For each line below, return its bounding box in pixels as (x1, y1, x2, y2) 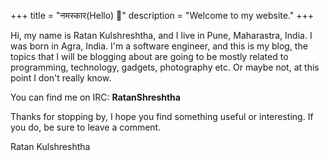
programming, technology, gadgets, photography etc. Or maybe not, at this (10, 61, 320, 73)
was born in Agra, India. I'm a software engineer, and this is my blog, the (10, 40, 308, 52)
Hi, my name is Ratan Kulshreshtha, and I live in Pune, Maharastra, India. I (10, 30, 313, 41)
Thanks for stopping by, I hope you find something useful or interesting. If (10, 111, 314, 122)
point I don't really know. (10, 72, 112, 84)
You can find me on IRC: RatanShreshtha (10, 91, 181, 103)
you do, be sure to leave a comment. (10, 121, 162, 133)
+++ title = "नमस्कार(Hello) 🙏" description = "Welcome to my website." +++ (10, 10, 315, 21)
